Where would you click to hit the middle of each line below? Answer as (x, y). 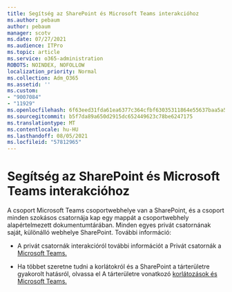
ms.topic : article (33, 53)
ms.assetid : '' (29, 84)
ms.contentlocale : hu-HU (43, 129)
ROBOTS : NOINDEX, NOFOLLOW (46, 65)
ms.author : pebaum (33, 20)
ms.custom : (23, 91)
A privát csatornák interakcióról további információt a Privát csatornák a (119, 246)
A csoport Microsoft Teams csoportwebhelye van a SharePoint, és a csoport (116, 210)
